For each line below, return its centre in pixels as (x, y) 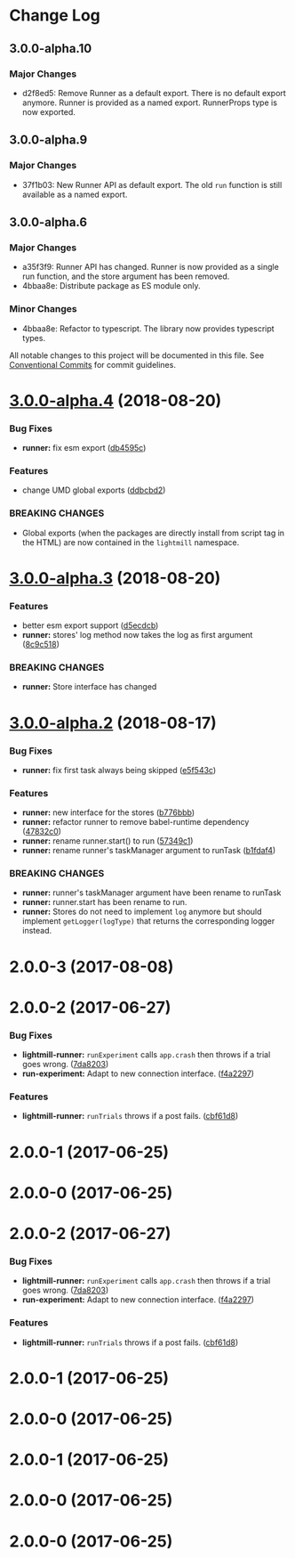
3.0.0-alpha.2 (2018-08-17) (113, 723)
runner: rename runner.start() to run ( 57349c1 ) (108, 841)
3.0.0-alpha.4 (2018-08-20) (116, 400)
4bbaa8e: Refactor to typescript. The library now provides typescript (148, 328)
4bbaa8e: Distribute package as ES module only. (112, 286)
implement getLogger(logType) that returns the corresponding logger (148, 921)
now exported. (48, 111)
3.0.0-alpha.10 (51, 49)
